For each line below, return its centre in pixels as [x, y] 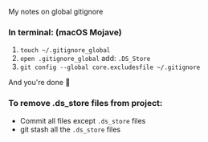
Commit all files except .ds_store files [83, 120]
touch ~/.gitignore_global [65, 51]
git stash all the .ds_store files [70, 129]
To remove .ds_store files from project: [86, 103]
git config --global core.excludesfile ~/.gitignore [110, 67]
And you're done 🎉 [39, 83]
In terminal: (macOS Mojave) [65, 32]
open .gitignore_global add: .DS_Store [85, 59]
